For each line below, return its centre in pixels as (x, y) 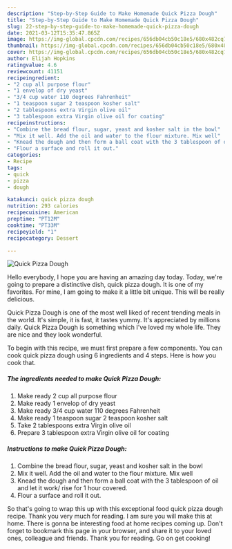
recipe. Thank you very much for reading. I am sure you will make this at (110, 517)
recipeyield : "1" (32, 232)
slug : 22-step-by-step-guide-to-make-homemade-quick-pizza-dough (103, 26)
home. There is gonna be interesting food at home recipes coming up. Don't (115, 523)
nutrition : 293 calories (43, 206)
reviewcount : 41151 (35, 71)
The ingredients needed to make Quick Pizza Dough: (84, 378)
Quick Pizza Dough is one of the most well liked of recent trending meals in (114, 313)
